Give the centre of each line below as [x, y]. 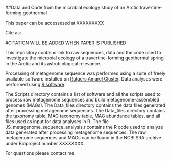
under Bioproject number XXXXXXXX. [45, 143]
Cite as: [13, 33]
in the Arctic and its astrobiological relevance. [53, 63]
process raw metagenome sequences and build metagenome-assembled [82, 100]
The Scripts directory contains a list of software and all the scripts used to [83, 94]
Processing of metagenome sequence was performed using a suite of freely [86, 73]
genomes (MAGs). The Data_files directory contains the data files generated [85, 105]
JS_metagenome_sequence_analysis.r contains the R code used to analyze [84, 127]
